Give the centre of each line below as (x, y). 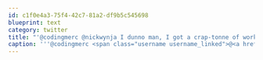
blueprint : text (34, 23)
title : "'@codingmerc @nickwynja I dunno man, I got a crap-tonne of (124, 37)
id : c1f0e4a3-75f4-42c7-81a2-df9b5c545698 (78, 15)
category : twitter (38, 30)
